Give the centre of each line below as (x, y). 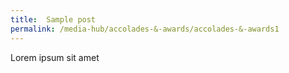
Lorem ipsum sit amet (55, 57)
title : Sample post (53, 19)
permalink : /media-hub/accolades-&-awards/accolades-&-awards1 (145, 29)
